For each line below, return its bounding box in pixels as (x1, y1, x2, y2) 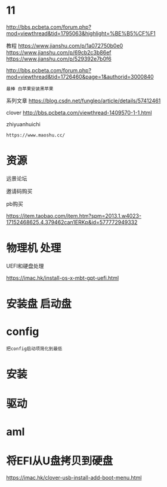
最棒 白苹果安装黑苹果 (6, 86, 54, 92)
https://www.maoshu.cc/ (6, 132, 66, 138)
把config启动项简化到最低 (6, 345, 63, 352)
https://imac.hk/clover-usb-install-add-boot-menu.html (6, 474, 142, 482)
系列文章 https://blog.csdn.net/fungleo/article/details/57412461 (6, 97, 161, 104)
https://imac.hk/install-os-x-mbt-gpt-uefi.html (6, 274, 119, 281)
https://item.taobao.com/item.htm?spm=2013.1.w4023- (6, 212, 142, 219)
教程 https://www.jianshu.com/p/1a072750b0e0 (6, 42, 123, 49)
